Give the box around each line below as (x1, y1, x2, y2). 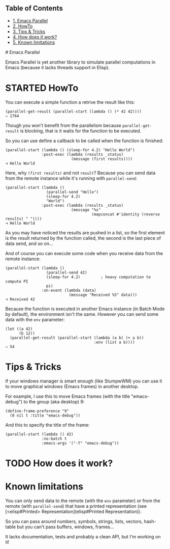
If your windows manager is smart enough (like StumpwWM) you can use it (5, 378, 162, 384)
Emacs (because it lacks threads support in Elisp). (5, 64, 110, 70)
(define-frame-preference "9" (5, 408, 70, 414)
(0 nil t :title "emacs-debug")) (10, 413, 81, 418)
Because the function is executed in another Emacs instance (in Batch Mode (5, 306, 165, 312)
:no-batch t (41, 436, 67, 441)
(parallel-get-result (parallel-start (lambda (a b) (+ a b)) (10, 335, 144, 340)
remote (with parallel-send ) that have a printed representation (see (5, 503, 147, 509)
